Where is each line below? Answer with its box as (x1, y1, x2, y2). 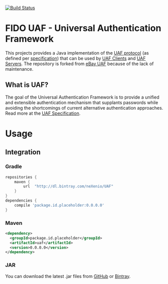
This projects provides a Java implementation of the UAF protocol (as (5, 50, 149, 56)
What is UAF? (5, 81, 49, 89)
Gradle (5, 163, 22, 170)
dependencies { (5, 198, 37, 203)
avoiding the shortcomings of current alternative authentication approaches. (5, 105, 163, 111)
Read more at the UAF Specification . (5, 110, 80, 116)
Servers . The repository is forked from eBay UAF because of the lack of (5, 61, 154, 67)
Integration (5, 148, 41, 157)
